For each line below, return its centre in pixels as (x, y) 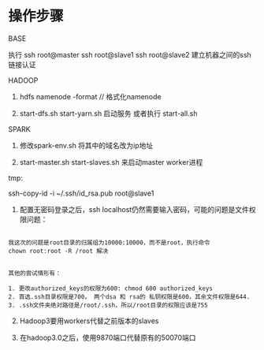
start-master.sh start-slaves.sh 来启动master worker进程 (111, 162)
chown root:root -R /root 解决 (58, 251)
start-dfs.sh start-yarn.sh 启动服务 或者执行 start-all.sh (108, 113)
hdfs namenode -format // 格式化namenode (90, 96)
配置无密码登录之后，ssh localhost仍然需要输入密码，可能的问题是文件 (134, 209)
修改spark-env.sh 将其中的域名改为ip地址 (86, 145)
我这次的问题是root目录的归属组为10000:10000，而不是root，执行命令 (109, 242)
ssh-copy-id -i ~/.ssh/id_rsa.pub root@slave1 (81, 193)
